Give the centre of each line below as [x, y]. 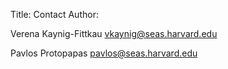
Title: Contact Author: [54, 14]
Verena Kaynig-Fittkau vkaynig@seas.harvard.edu [114, 33]
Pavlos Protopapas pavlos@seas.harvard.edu [104, 53]
